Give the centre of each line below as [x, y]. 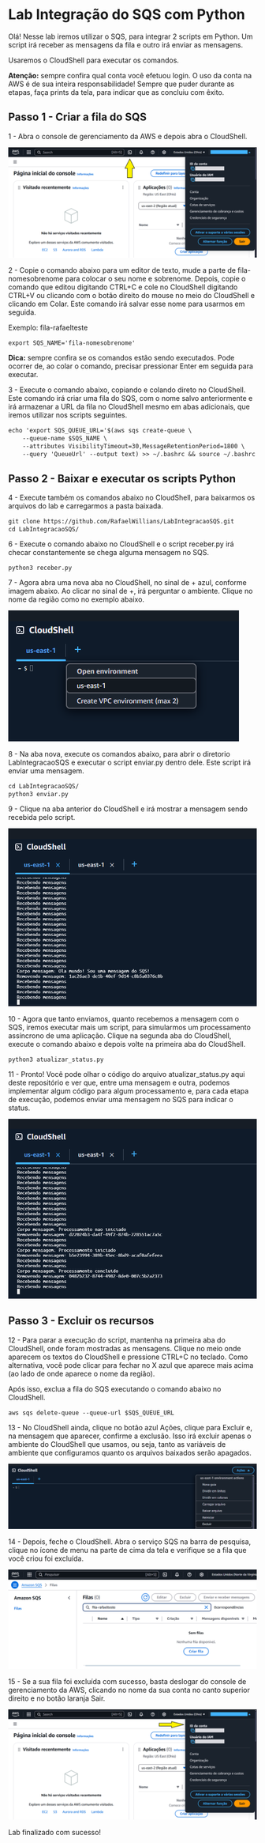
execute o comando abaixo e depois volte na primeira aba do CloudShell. [127, 1044]
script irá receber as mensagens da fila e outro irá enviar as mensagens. [125, 44]
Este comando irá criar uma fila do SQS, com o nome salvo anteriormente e [131, 398]
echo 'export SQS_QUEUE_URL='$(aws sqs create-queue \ [100, 431]
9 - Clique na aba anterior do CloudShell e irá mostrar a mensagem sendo [128, 809]
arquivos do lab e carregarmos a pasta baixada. [86, 506]
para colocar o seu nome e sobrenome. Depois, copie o [155, 279]
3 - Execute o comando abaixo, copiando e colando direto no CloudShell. [127, 390]
